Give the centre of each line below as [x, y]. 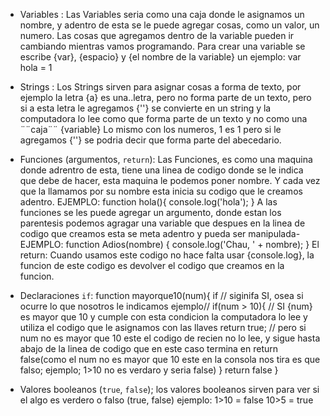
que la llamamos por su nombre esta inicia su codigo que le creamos [161, 191]
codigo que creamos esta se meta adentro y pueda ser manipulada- [160, 233]
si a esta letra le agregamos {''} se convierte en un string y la [145, 108]
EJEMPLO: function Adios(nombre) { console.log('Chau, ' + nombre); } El [169, 244]
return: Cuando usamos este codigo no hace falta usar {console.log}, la [167, 255]
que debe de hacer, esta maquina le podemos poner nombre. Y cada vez [170, 180]
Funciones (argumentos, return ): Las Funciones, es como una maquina [166, 159]
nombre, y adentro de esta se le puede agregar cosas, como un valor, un [169, 25]
